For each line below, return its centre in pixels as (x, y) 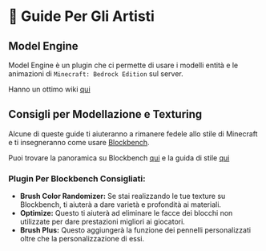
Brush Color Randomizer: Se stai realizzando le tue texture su (123, 196)
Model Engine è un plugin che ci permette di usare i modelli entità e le (123, 65)
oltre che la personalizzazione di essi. (82, 239)
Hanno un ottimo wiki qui (49, 89)
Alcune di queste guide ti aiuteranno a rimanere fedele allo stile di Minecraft (133, 134)
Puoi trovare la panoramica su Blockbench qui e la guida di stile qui (119, 158)
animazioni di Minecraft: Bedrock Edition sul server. (96, 74)
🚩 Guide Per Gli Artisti (81, 16)
